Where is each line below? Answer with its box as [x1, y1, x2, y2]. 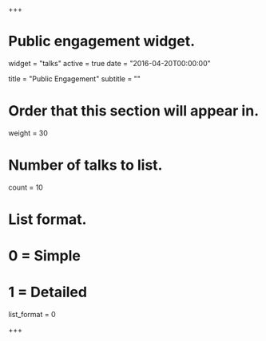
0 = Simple [8, 247, 81, 265]
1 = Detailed [8, 284, 88, 301]
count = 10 [8, 182, 44, 192]
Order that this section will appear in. [8, 102, 260, 120]
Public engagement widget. [8, 33, 196, 50]
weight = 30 [8, 128, 48, 138]
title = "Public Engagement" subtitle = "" [8, 73, 141, 84]
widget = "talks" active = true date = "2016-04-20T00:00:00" [8, 58, 212, 68]
